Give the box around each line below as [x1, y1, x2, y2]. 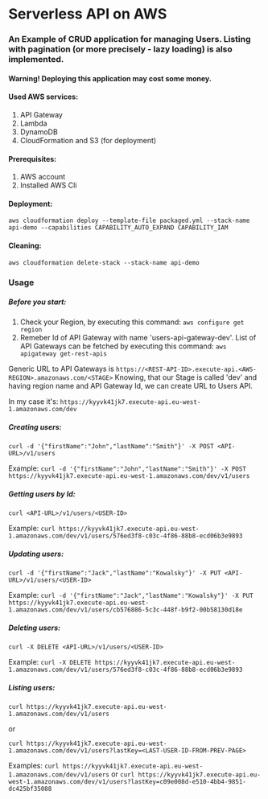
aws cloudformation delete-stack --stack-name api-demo [8, 258, 200, 266]
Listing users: [8, 682, 56, 692]
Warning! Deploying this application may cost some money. [8, 73, 212, 83]
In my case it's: [8, 397, 59, 406]
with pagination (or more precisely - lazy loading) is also [8, 43, 233, 55]
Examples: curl [8, 761, 60, 771]
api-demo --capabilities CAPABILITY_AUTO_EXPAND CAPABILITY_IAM [8, 224, 229, 232]
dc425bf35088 [8, 785, 52, 793]
